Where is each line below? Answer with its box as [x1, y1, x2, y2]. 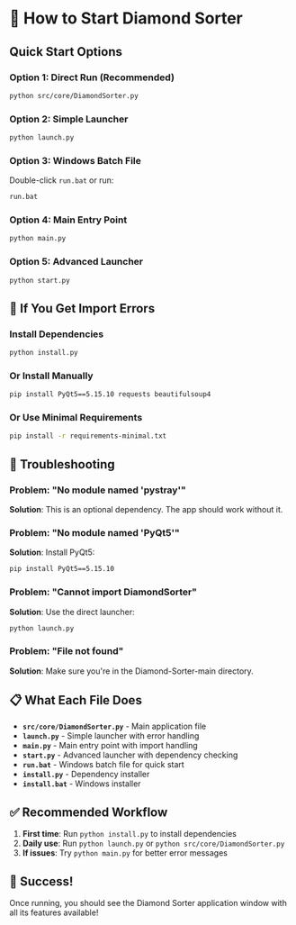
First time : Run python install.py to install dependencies [22, 829, 237, 839]
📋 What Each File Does [9, 693, 142, 708]
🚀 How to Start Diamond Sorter [9, 8, 243, 29]
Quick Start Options [9, 44, 123, 59]
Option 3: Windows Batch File [9, 154, 142, 167]
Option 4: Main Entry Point [9, 213, 128, 226]
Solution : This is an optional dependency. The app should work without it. [9, 504, 283, 515]
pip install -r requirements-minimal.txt [9, 431, 167, 440]
